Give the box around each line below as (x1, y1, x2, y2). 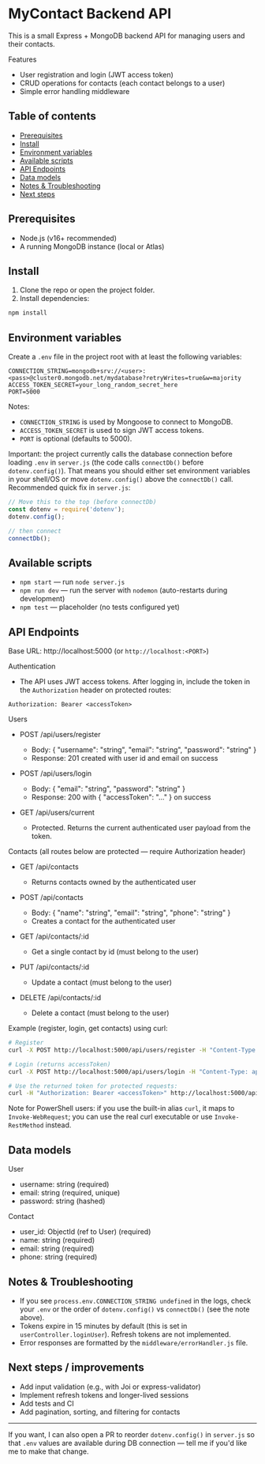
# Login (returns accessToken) (8, 1060, 111, 1068)
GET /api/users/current (19, 807, 95, 818)
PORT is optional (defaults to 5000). (19, 434, 132, 443)
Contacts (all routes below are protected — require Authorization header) (8, 847, 246, 856)
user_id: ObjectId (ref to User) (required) (19, 1227, 151, 1236)
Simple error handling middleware (19, 86, 130, 96)
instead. (45, 1120, 72, 1130)
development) (19, 594, 65, 604)
